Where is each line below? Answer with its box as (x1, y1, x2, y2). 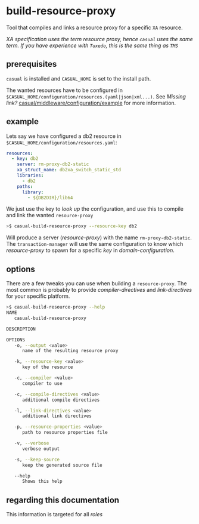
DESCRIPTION (6, 326, 36, 332)
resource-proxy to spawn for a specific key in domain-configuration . (6, 246, 175, 254)
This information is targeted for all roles (6, 511, 103, 518)
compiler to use (21, 380, 63, 386)
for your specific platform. (6, 292, 70, 300)
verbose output (21, 446, 60, 452)
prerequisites (6, 59, 57, 69)
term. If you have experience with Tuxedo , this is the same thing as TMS (6, 42, 179, 49)
